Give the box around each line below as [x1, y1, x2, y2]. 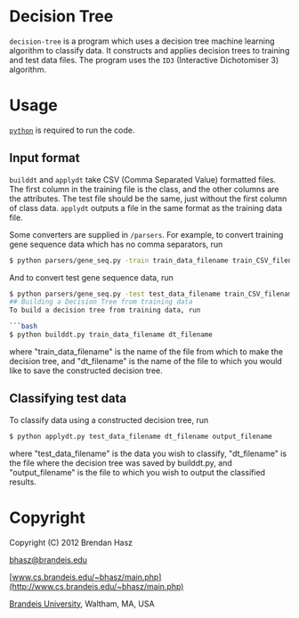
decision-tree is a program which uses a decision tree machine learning [9, 36, 275, 46]
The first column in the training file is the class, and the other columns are [9, 183, 279, 194]
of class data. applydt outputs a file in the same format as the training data [9, 202, 283, 213]
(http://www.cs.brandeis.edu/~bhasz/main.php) [9, 581, 184, 591]
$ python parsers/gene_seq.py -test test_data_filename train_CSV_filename [9, 289, 296, 298]
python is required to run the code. [9, 125, 135, 135]
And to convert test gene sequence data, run [9, 272, 174, 282]
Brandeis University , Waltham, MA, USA [9, 598, 155, 609]
